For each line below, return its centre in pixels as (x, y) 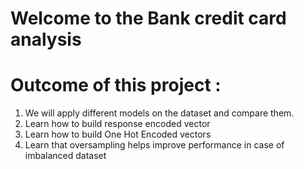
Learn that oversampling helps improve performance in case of (154, 145)
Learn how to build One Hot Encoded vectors (118, 134)
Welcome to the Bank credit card (148, 18)
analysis (46, 39)
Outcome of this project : (116, 85)
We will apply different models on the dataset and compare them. (159, 113)
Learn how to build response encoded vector (117, 124)
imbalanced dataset (65, 156)
